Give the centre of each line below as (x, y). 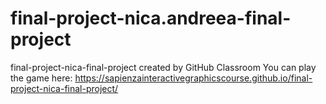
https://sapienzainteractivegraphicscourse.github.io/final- (193, 78)
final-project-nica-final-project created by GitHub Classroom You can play (163, 67)
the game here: (41, 78)
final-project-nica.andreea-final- (151, 18)
